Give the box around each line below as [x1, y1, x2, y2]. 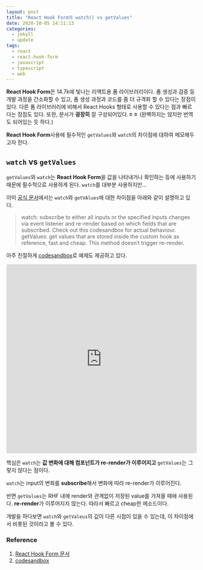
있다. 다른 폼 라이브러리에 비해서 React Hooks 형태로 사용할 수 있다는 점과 [6, 103, 181, 111]
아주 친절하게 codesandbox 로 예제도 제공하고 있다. [6, 252, 127, 259]
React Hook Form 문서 [14, 550, 70, 557]
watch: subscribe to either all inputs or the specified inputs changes [21, 214, 190, 221]
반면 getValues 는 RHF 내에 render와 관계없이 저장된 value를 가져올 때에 [6, 493, 177, 500]
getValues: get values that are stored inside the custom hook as [21, 233, 179, 240]
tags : [6, 43, 20, 49]
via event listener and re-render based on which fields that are [21, 220, 177, 228]
